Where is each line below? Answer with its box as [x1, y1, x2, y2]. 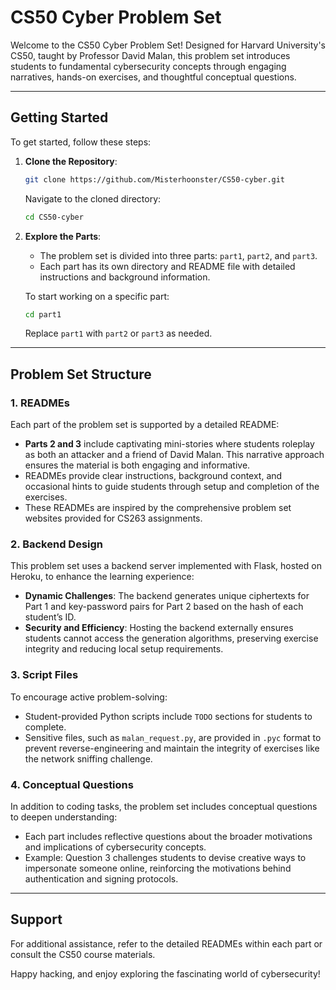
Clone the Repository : [24, 155, 118, 167]
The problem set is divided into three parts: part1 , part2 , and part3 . [39, 249, 318, 261]
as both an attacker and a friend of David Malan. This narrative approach [24, 449, 325, 461]
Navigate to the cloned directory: [24, 192, 162, 205]
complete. [24, 721, 67, 733]
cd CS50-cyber [24, 212, 84, 222]
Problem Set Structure [10, 366, 152, 383]
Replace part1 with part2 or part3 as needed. [24, 327, 213, 340]
